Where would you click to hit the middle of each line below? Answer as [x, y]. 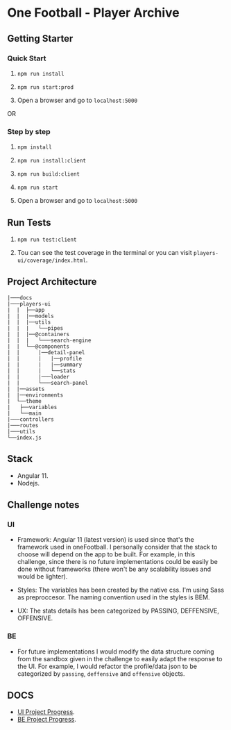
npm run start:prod [45, 87]
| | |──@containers [38, 334]
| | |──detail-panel [46, 352]
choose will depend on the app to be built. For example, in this [106, 554]
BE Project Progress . [46, 720]
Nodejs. [28, 483]
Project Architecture [52, 282]
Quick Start [27, 58]
